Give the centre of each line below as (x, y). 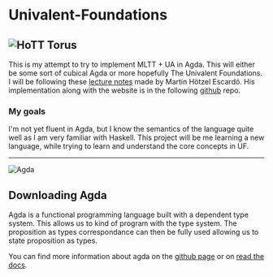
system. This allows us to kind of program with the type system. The (123, 223)
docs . (18, 265)
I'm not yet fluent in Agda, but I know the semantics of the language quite (131, 129)
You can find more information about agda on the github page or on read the (136, 257)
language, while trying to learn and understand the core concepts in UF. (129, 146)
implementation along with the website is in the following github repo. (125, 90)
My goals (27, 111)
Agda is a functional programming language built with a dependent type (129, 215)
